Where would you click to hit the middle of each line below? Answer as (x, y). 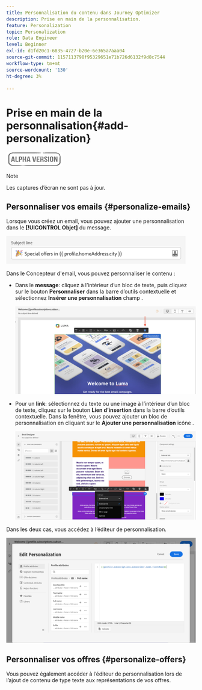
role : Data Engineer (32, 38)
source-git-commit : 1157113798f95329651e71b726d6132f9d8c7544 (86, 57)
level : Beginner (26, 45)
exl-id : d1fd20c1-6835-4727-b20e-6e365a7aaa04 (66, 51)
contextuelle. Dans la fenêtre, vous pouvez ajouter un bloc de (91, 417)
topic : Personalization (36, 32)
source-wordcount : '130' (37, 70)
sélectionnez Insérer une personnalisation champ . (79, 298)
